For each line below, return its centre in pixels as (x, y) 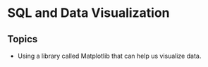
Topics (23, 39)
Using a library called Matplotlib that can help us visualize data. (109, 56)
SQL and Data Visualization (89, 13)
